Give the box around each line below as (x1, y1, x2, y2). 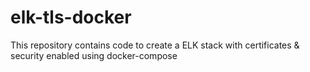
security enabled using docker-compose (10, 49, 178, 61)
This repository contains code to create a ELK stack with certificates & (10, 39, 300, 51)
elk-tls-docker (10, 6, 132, 29)
